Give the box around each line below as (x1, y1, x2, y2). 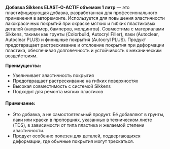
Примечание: (5, 100, 36, 106)
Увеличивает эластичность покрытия (12, 72, 94, 78)
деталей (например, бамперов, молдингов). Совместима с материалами (5, 26, 164, 32)
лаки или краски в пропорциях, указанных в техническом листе (12, 117, 152, 123)
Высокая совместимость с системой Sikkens (12, 83, 111, 89)
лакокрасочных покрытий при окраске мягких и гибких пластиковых (5, 20, 156, 26)
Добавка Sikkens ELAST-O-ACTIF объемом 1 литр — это (5, 5, 130, 10)
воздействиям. (5, 53, 38, 59)
